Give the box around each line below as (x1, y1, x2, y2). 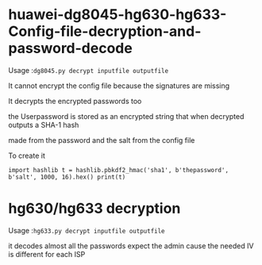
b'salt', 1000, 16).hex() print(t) (8, 173, 126, 181)
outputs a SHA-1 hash (8, 120, 79, 129)
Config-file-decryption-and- (8, 22, 202, 40)
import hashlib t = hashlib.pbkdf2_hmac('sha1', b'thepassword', (8, 166, 229, 174)
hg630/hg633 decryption (8, 200, 181, 217)
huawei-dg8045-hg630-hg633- (8, 6, 227, 24)
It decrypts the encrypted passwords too (8, 96, 142, 106)
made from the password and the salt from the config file (8, 135, 195, 144)
